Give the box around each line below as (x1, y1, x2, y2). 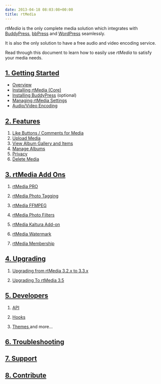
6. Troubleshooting (5, 337, 65, 346)
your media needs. (5, 55, 43, 60)
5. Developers (5, 292, 48, 300)
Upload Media (12, 136, 41, 141)
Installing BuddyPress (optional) (12, 92, 77, 98)
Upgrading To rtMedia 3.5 (12, 277, 65, 283)
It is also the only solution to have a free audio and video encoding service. (5, 40, 157, 46)
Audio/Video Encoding (12, 103, 58, 109)
